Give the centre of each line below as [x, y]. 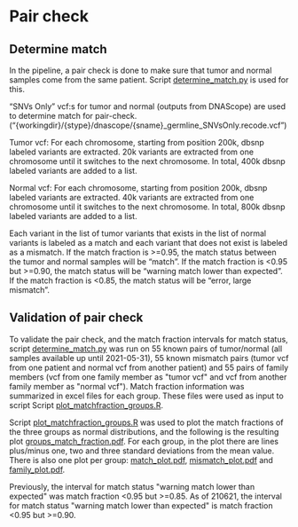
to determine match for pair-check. [73, 116]
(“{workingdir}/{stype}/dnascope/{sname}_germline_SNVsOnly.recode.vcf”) [148, 125]
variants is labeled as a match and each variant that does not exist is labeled [149, 243]
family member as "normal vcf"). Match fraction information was [127, 386]
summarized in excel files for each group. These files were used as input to [146, 396]
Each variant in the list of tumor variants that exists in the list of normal [138, 233]
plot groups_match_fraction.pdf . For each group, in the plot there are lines [144, 441]
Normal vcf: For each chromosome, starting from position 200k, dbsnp [138, 188]
